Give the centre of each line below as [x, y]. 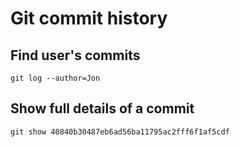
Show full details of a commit [102, 108]
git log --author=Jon [55, 78]
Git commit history [89, 18]
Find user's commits [75, 55]
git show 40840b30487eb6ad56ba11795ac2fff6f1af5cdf [120, 132]
